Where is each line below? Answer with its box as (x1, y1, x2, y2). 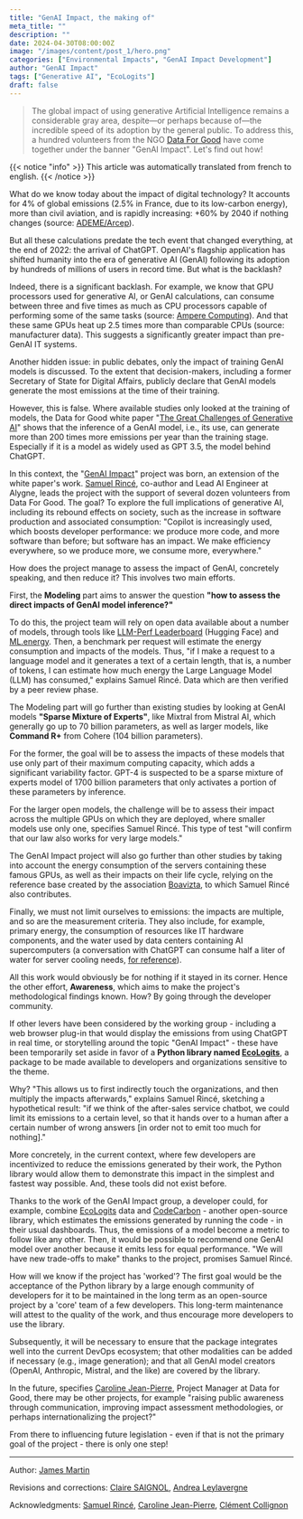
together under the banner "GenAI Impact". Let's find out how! (31, 144, 263, 155)
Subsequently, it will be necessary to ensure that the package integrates (9, 1335, 278, 1347)
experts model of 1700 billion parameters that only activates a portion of (9, 777, 277, 788)
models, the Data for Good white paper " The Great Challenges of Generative (9, 412, 293, 423)
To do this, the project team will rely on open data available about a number (9, 617, 289, 627)
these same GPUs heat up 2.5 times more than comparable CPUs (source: (9, 319, 285, 330)
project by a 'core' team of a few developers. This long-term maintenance (9, 1299, 284, 1310)
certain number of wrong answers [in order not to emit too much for (9, 1122, 262, 1133)
